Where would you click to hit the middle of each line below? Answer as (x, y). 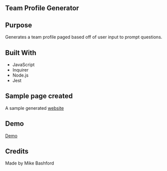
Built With (21, 52)
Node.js (20, 75)
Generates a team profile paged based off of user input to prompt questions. (84, 37)
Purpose (19, 25)
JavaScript (23, 65)
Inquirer (20, 70)
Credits (17, 151)
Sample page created (39, 96)
